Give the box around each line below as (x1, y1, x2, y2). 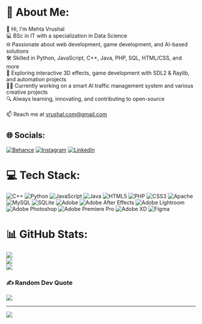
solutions (6, 47, 29, 55)
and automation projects (6, 75, 67, 83)
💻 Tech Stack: (6, 168, 81, 182)
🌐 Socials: (6, 130, 46, 141)
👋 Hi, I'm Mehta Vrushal (6, 25, 65, 32)
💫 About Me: (6, 5, 70, 19)
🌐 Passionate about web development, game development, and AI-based (6, 40, 188, 47)
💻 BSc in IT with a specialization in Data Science (6, 32, 127, 39)
